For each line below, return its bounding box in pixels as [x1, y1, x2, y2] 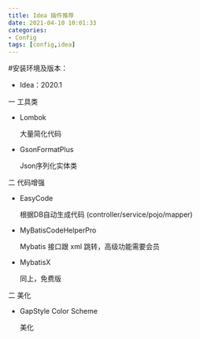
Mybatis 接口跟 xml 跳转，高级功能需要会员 [19, 242, 160, 251]
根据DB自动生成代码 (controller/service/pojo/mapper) [19, 210, 193, 219]
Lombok [19, 113, 47, 122]
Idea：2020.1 [19, 80, 63, 90]
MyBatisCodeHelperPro [19, 225, 97, 235]
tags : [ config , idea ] [8, 41, 76, 49]
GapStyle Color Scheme [19, 307, 98, 316]
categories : [8, 26, 47, 34]
